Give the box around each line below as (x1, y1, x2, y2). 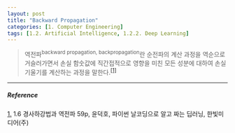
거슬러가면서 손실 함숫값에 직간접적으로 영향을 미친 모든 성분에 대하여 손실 (24, 59, 227, 67)
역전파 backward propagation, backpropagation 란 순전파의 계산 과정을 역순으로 (24, 49, 226, 58)
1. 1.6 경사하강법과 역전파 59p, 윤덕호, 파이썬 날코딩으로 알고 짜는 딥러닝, (7, 109, 206, 118)
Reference (7, 91, 38, 99)
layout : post (7, 10, 45, 17)
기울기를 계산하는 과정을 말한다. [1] (24, 66, 117, 76)
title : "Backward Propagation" (7, 17, 99, 24)
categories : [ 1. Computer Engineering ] (7, 23, 124, 30)
